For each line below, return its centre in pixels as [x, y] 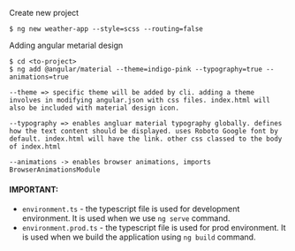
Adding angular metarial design [66, 45]
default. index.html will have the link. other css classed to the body [146, 139]
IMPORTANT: [34, 189]
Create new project [44, 13]
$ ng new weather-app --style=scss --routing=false [106, 29]
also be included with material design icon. [94, 108]
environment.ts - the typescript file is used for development [131, 209]
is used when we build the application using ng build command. [139, 237]
